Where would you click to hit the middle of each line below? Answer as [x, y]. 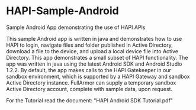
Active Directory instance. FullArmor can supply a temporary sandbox [91, 82]
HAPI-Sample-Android [63, 11]
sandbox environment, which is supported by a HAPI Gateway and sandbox [98, 76]
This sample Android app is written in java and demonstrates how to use [94, 38]
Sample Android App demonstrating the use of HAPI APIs [76, 27]
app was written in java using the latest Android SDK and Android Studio [94, 64]
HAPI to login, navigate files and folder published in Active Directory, [90, 45]
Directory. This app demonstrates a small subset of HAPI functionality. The [97, 57]
